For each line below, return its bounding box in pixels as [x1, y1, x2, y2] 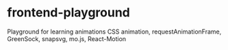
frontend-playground [7, 5, 130, 21]
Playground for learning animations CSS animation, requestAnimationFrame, [7, 27, 222, 36]
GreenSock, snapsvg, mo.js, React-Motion [7, 34, 127, 42]
